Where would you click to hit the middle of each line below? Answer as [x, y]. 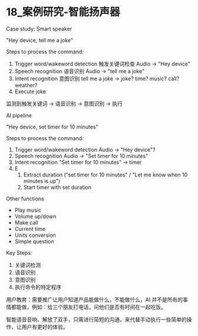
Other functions [25, 199]
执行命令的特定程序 [38, 287]
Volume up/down [35, 216]
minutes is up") [42, 181]
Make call [26, 222]
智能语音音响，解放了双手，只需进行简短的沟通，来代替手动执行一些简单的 [96, 319]
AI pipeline [19, 115]
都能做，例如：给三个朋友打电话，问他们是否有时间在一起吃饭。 [88, 307]
